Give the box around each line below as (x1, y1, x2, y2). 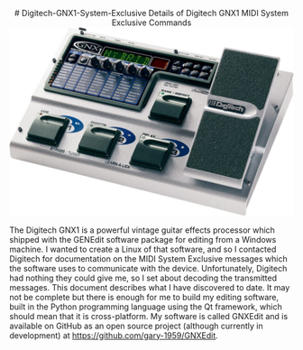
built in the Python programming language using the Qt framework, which (9, 301, 282, 312)
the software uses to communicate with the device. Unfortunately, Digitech (9, 262, 288, 273)
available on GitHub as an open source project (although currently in (9, 320, 263, 331)
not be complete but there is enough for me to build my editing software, (9, 291, 280, 302)
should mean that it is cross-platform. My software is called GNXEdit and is (9, 310, 289, 321)
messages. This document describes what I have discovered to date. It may (9, 281, 290, 292)
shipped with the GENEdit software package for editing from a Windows (9, 234, 277, 244)
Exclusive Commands (111, 17, 192, 28)
